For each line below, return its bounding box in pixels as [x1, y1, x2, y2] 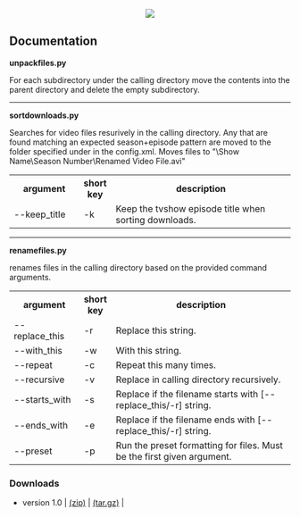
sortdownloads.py [9, 110, 79, 121]
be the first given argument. [115, 450, 232, 463]
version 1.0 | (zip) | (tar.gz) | [21, 497, 125, 508]
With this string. [115, 344, 182, 356]
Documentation [9, 34, 98, 49]
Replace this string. [115, 324, 196, 337]
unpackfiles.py [9, 57, 67, 68]
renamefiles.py [9, 245, 67, 255]
